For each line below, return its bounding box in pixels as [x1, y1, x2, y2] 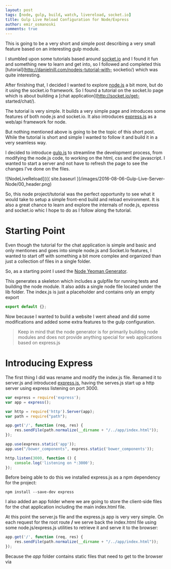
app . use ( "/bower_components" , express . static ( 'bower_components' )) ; [5, 446, 154, 452]
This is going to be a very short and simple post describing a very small [5, 40, 156, 46]
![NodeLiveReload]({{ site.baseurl [5, 176, 76, 182]
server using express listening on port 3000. [5, 385, 99, 391]
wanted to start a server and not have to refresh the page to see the [5, 160, 148, 166]
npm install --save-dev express [5, 489, 74, 495]
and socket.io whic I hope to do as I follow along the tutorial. [5, 207, 132, 213]
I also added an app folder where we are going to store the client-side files [5, 499, 162, 505]
